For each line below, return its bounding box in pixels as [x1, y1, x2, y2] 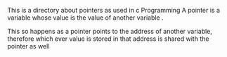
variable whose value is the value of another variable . [7, 13, 164, 22]
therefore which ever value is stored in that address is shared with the [7, 34, 209, 43]
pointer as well [7, 42, 50, 50]
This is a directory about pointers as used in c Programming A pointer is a [7, 6, 220, 14]
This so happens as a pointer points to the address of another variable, [7, 27, 213, 35]
